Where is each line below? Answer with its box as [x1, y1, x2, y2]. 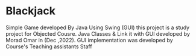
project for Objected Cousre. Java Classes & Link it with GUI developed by [5, 30, 191, 37]
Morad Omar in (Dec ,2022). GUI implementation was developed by [5, 36, 173, 43]
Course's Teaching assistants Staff [5, 43, 92, 50]
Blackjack [5, 4, 55, 18]
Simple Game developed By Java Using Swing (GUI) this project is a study [5, 24, 190, 31]
